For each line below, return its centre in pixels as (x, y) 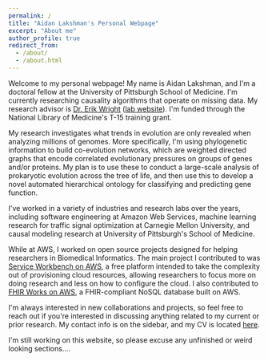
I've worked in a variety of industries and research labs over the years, (125, 208)
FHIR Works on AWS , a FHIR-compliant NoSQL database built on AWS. (125, 292)
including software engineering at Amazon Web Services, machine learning (132, 217)
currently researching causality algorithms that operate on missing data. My (133, 100)
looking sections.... (39, 348)
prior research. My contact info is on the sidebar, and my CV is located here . (134, 324)
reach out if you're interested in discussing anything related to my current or (134, 316)
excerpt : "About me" (43, 30)
